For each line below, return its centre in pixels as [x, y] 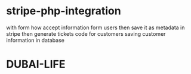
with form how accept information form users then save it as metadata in [95, 27]
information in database [35, 40]
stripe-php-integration [64, 11]
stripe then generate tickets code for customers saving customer [86, 33]
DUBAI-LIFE [36, 64]
